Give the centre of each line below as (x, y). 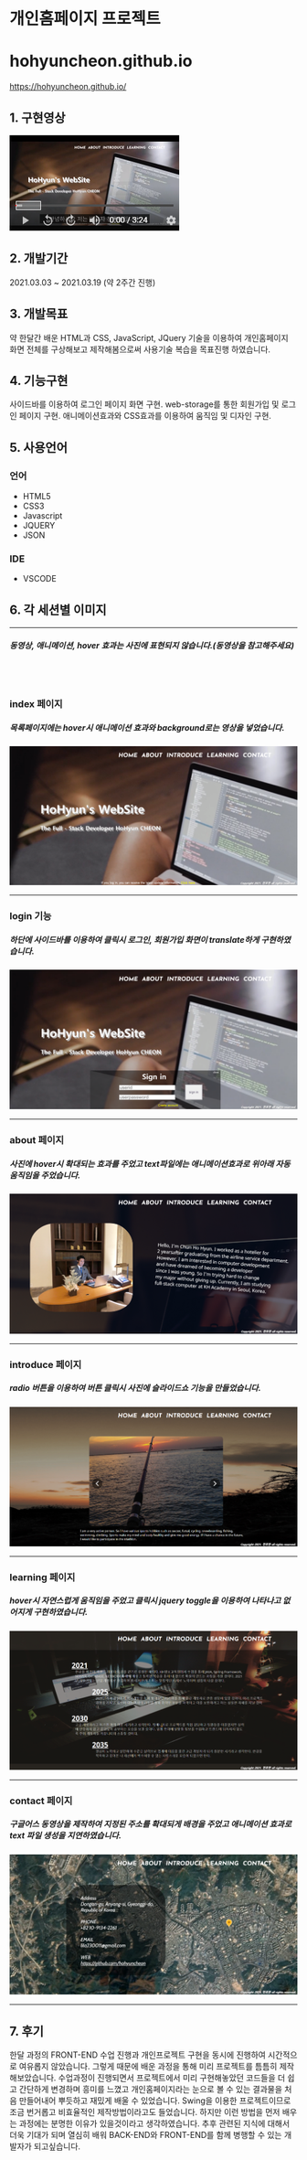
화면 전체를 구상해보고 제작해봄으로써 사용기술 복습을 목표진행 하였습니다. (140, 349)
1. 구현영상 (37, 118)
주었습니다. (60, 1175)
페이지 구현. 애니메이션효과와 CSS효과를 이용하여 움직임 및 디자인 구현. (145, 416)
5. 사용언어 (39, 448)
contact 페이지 (41, 1801)
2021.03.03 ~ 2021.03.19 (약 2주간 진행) (83, 282)
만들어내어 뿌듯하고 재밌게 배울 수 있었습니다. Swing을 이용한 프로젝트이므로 (155, 2101)
